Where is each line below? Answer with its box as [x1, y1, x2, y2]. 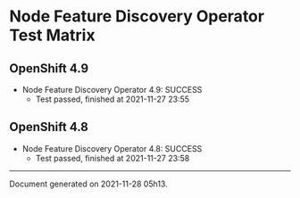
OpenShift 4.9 [9, 61, 89, 76]
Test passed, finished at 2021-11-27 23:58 [35, 153, 190, 163]
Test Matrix [9, 25, 96, 45]
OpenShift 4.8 [9, 120, 89, 135]
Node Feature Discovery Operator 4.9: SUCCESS [21, 85, 203, 95]
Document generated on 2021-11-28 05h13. [9, 178, 168, 189]
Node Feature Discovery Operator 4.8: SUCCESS [21, 143, 203, 153]
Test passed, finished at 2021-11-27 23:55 [35, 94, 190, 104]
